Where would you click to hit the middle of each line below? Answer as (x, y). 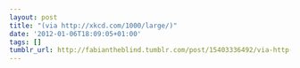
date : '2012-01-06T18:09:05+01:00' (75, 34)
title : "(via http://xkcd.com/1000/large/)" (93, 26)
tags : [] (25, 42)
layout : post (33, 17)
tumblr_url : (31, 50)
